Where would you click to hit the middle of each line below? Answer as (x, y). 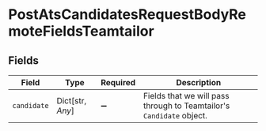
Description (199, 82)
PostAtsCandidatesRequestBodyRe (127, 15)
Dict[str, (72, 101)
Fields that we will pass (186, 96)
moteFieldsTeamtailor (81, 31)
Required (118, 82)
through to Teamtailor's (186, 106)
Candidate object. (175, 116)
